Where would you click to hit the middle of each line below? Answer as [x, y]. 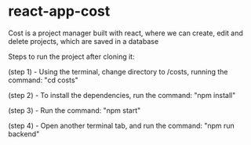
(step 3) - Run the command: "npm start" [75, 110]
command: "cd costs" [43, 80]
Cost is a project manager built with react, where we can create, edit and [125, 33]
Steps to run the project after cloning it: [71, 56]
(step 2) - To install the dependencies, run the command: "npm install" [122, 95]
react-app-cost [59, 11]
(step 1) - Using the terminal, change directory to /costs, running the [118, 71]
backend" [24, 134]
